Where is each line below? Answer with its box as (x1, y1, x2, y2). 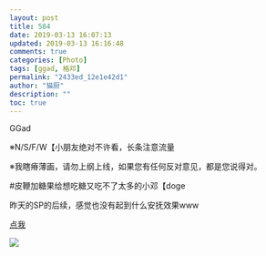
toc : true (9, 97, 47, 108)
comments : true (9, 47, 67, 56)
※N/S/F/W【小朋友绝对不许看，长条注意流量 (9, 142, 175, 153)
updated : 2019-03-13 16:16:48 (9, 38, 125, 48)
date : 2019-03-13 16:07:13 (9, 30, 112, 39)
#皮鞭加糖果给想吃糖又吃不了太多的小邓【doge (9, 180, 186, 191)
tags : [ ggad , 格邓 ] (9, 65, 81, 74)
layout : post (9, 13, 59, 23)
